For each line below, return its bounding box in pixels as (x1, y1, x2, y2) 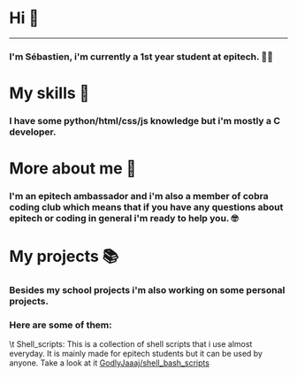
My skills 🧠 (9, 83, 90, 104)
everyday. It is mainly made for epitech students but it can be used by (9, 349, 263, 359)
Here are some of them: (9, 319, 112, 331)
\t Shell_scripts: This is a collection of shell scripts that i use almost (9, 339, 253, 350)
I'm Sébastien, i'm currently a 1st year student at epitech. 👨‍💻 (9, 50, 274, 63)
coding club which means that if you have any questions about (9, 201, 284, 213)
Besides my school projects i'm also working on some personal (9, 284, 286, 296)
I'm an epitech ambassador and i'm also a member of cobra (9, 190, 269, 203)
